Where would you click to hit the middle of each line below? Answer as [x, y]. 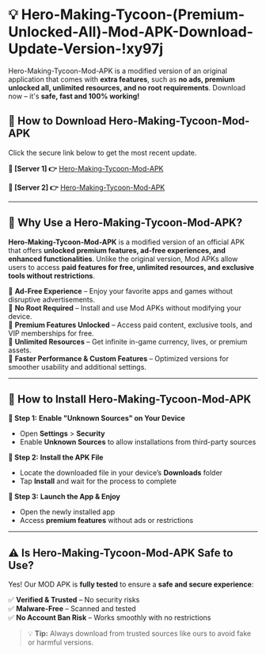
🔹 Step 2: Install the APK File [56, 457]
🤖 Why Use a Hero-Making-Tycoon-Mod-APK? [125, 223]
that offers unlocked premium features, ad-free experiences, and [117, 250]
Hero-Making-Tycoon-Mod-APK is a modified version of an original [118, 71]
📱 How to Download [57, 121]
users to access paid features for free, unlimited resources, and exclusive [131, 267]
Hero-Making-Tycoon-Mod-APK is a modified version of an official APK [127, 242]
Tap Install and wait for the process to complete [98, 481]
